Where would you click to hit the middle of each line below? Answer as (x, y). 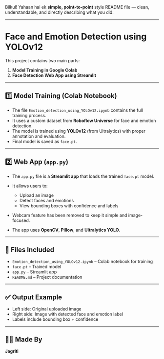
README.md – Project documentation (47, 277)
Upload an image (37, 195)
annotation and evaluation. (39, 136)
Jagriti (12, 351)
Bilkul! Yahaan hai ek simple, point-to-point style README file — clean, (77, 7)
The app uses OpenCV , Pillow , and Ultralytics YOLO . (66, 230)
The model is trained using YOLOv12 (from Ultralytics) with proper (79, 131)
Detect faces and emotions (47, 200)
